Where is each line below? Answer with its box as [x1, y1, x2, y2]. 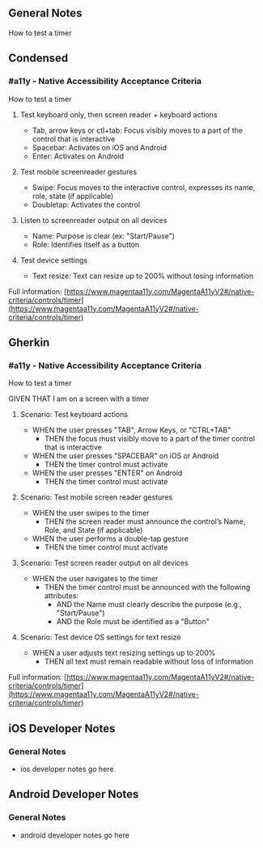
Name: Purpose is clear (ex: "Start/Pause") [32, 230, 176, 241]
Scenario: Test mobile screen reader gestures [19, 492, 173, 502]
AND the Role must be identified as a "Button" [56, 617, 210, 627]
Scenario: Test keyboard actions [19, 410, 128, 420]
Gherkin [8, 335, 50, 349]
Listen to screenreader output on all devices [19, 215, 168, 225]
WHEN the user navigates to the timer [32, 574, 159, 584]
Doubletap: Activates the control [32, 200, 140, 209]
